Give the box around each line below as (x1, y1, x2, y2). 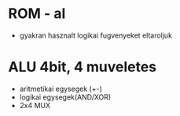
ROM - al (8, 5, 66, 23)
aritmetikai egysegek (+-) (19, 84, 102, 93)
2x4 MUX (19, 100, 51, 110)
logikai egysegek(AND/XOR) (19, 92, 112, 102)
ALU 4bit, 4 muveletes (8, 58, 157, 76)
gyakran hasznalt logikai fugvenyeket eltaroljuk (19, 31, 173, 40)
